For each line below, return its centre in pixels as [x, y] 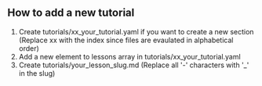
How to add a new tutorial [71, 13]
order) [29, 48]
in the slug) [37, 73]
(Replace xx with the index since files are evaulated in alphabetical [126, 40]
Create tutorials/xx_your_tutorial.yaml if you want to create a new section [136, 31]
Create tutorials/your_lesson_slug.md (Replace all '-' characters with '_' [134, 65]
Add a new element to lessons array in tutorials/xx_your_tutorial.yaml [129, 56]
